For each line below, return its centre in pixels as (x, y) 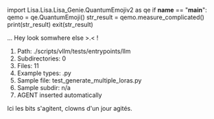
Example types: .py (44, 73)
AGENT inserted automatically (59, 95)
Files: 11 (28, 66)
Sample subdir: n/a (44, 88)
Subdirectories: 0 (41, 58)
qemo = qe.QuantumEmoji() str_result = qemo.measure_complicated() (106, 17)
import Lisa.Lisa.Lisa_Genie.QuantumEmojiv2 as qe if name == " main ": (107, 10)
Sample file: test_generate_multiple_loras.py (79, 80)
